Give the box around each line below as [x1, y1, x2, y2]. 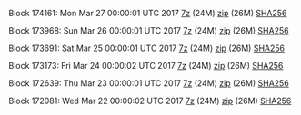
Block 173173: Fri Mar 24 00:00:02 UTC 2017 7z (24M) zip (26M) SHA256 [8, 61, 284, 71]
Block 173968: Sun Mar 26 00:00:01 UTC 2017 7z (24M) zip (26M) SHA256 [8, 25, 289, 35]
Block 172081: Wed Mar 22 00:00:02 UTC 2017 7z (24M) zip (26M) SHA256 [8, 95, 292, 106]
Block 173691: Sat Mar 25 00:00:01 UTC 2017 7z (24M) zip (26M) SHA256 [8, 43, 286, 53]
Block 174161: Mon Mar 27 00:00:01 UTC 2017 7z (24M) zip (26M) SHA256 [8, 8, 287, 18]
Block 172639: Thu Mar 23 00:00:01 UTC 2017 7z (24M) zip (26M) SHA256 [8, 78, 290, 89]
